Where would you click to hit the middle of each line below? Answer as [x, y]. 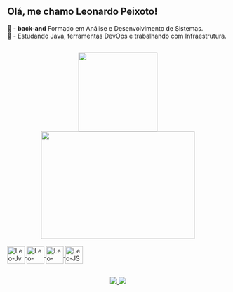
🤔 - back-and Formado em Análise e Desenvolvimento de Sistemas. [105, 28]
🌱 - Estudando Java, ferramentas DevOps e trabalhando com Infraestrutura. [117, 36]
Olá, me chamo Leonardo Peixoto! [82, 12]
